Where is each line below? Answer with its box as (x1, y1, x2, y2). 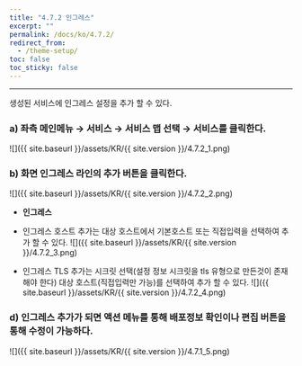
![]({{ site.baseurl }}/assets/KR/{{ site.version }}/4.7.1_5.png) (9, 345, 231, 356)
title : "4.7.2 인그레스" (9, 13, 95, 22)
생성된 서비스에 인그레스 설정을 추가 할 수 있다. (9, 97, 173, 108)
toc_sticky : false (9, 64, 78, 73)
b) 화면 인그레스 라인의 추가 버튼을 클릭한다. (9, 167, 187, 180)
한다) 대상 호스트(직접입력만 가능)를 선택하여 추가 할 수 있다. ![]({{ (39, 277, 270, 288)
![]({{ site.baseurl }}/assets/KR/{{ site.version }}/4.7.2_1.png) (9, 143, 231, 154)
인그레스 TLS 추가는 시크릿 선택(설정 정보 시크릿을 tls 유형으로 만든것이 (22, 266, 272, 277)
